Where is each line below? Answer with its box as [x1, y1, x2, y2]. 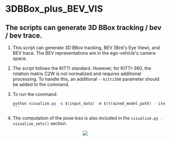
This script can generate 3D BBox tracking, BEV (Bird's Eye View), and [12, 45, 160, 51]
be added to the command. [12, 82, 70, 87]
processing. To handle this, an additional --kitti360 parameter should [12, 76, 160, 82]
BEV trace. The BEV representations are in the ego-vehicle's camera [12, 50, 156, 56]
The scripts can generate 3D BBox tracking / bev [5, 23, 161, 32]
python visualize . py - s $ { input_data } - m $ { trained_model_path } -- [12, 101, 159, 106]
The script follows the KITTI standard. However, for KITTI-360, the [12, 65, 151, 71]
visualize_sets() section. [12, 120, 67, 126]
